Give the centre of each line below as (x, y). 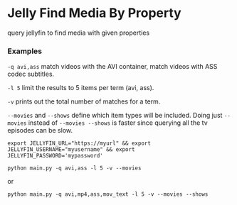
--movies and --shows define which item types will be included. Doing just (115, 116)
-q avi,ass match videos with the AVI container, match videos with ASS (112, 67)
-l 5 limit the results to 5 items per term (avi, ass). (81, 88)
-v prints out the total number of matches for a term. (84, 101)
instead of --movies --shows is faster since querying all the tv (118, 123)
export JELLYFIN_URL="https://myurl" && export (79, 143)
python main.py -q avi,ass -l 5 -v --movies (74, 168)
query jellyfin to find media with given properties (79, 33)
